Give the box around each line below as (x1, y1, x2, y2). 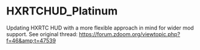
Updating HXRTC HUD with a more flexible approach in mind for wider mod (6, 24, 194, 31)
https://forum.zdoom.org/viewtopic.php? (78, 30, 181, 37)
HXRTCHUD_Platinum (6, 4, 118, 18)
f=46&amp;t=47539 (6, 37, 56, 44)
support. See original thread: (6, 30, 78, 37)
